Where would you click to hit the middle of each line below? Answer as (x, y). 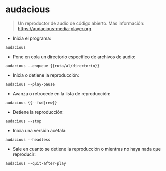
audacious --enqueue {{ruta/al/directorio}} (52, 66)
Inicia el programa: (32, 38)
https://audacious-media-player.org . (55, 28)
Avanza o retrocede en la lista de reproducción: (61, 93)
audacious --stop (23, 121)
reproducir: (24, 154)
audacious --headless (28, 140)
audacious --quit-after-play (36, 163)
